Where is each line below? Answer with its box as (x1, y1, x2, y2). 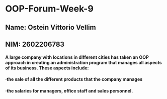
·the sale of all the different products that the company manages (5, 76, 143, 82)
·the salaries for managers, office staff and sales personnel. (5, 87, 133, 93)
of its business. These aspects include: (5, 65, 89, 71)
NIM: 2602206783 (5, 40, 64, 48)
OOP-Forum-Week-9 (5, 3, 94, 15)
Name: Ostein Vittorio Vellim (5, 23, 97, 32)
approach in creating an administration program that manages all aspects (5, 59, 162, 65)
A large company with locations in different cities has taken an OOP (5, 54, 149, 60)
